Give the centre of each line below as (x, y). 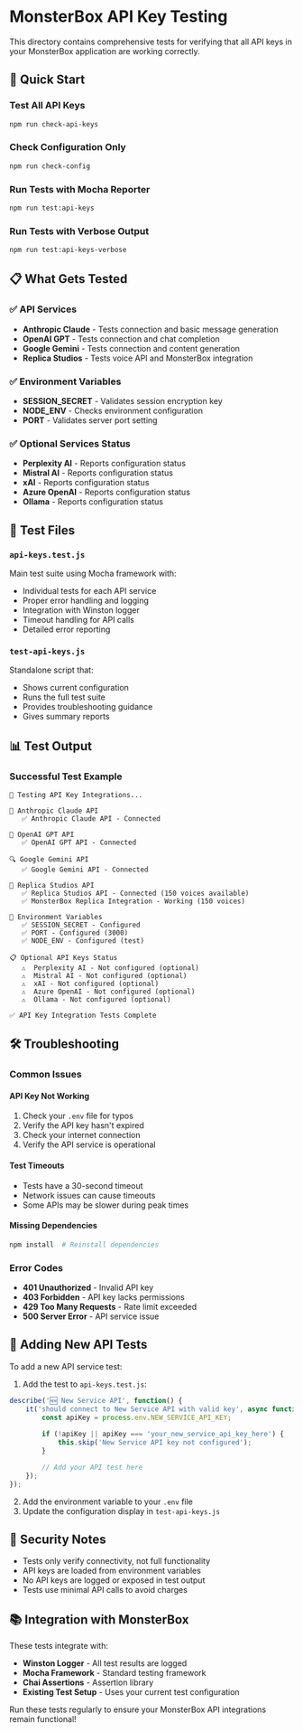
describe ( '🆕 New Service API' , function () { (96, 1400)
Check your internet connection (81, 1135)
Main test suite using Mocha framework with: (93, 573)
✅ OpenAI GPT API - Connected (79, 842)
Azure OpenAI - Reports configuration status (106, 492)
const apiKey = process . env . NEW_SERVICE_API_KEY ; (137, 1417)
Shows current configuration (75, 688)
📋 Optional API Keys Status (64, 957)
